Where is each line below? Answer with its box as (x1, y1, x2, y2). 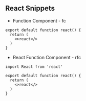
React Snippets (5, 4, 55, 13)
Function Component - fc (12, 17, 66, 23)
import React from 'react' (5, 64, 63, 69)
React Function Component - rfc (12, 54, 81, 60)
